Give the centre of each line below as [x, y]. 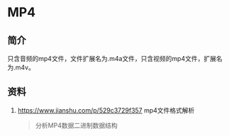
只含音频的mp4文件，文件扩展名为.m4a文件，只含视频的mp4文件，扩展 [112, 58]
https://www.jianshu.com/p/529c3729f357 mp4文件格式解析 [106, 110]
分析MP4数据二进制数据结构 [77, 125]
